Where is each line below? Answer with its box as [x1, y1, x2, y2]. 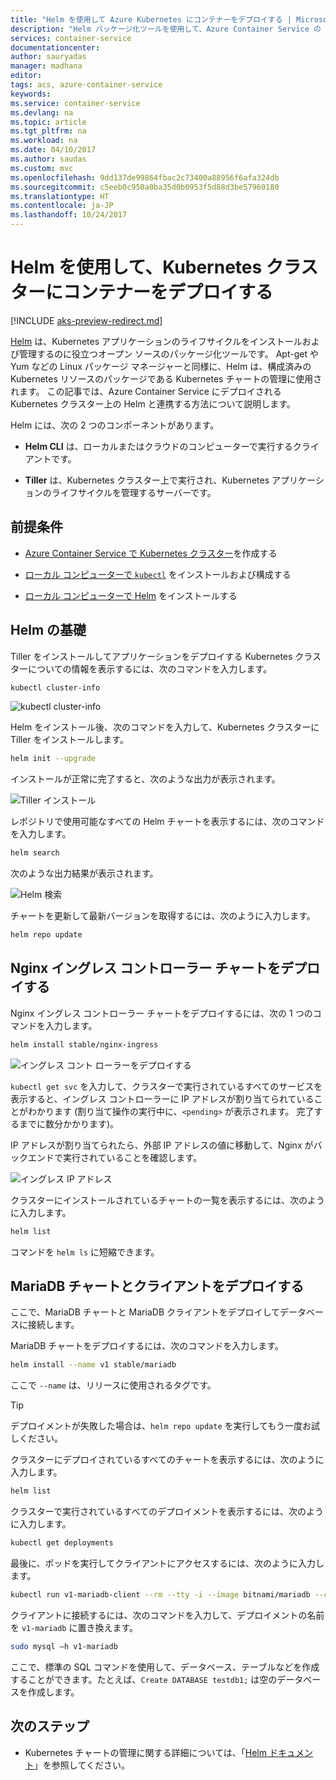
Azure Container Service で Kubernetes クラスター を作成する [24, 547, 278, 559]
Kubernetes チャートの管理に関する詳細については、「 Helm [24, 1746, 267, 1758]
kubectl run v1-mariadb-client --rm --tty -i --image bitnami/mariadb [10, 1590, 311, 1600]
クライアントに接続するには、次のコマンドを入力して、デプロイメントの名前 [10, 1609, 325, 1621]
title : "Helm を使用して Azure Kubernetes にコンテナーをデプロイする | [10, 14, 292, 25]
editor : [10, 71, 43, 81]
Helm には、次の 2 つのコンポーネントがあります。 [10, 419, 220, 431]
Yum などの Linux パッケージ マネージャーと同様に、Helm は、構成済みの [10, 360, 312, 372]
